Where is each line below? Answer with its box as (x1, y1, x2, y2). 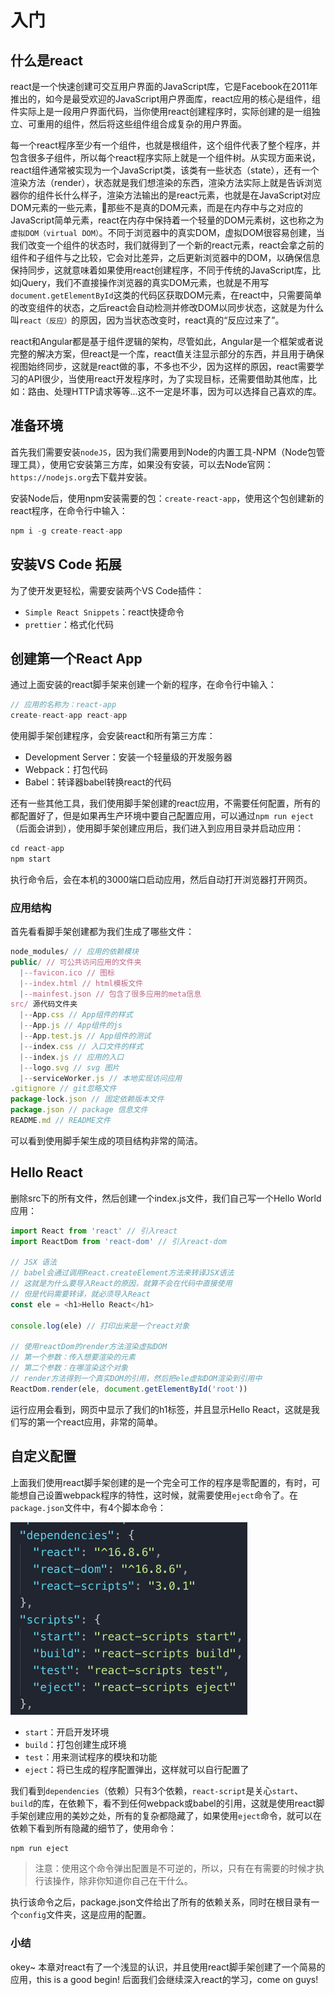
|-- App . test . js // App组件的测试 (19, 1031, 152, 1041)
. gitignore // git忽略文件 (10, 1084, 117, 1094)
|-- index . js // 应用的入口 (19, 1052, 125, 1062)
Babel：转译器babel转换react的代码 (24, 776, 172, 788)
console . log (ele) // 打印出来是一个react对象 (10, 1321, 190, 1331)
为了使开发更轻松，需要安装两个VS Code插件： (10, 584, 205, 596)
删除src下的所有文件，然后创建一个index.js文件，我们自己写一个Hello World (10, 1192, 322, 1204)
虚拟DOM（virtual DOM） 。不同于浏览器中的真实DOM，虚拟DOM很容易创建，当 (10, 227, 325, 238)
